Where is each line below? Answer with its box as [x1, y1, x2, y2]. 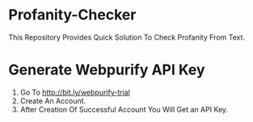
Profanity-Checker [8, 6, 137, 24]
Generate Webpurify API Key [8, 61, 205, 79]
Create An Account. [19, 95, 86, 106]
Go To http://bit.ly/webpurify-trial [19, 87, 131, 97]
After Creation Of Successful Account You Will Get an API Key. [19, 104, 229, 114]
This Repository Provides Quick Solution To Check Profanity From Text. [8, 32, 245, 42]
